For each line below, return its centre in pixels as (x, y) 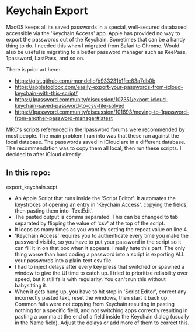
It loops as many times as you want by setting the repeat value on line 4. (101, 229)
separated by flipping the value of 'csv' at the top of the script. (90, 223)
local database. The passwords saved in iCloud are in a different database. (96, 142)
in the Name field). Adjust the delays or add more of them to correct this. (102, 323)
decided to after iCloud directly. (44, 154)
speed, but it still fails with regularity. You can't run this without (90, 279)
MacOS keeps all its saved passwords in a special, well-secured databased (96, 27)
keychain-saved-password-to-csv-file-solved (69, 105)
